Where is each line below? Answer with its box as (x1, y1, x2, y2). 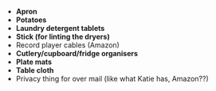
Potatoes (15, 15, 47, 25)
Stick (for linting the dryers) (15, 32, 110, 41)
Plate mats (15, 57, 53, 66)
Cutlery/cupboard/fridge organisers (15, 49, 138, 58)
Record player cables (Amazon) (15, 40, 120, 50)
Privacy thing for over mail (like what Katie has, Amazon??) (15, 74, 209, 83)
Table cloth (15, 66, 54, 74)
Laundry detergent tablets (15, 24, 105, 32)
